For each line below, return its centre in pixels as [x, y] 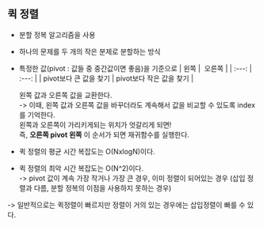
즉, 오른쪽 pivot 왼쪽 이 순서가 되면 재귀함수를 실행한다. [104, 134]
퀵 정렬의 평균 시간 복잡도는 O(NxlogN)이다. [87, 151]
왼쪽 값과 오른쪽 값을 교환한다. [65, 95]
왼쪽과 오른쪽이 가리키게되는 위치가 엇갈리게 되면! [95, 124]
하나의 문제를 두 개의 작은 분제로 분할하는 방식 [90, 51]
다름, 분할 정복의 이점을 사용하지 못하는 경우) [103, 187]
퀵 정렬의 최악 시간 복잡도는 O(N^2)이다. [81, 168]
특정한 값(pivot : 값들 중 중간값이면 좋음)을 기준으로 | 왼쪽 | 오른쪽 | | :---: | [135, 68]
